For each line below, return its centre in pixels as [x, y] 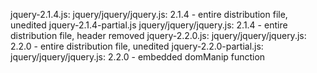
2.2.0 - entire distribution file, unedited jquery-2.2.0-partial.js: [137, 46]
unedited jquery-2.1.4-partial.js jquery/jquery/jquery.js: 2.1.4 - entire [149, 25]
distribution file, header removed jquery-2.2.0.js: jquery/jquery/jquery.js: [158, 35]
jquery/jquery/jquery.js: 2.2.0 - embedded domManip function [138, 57]
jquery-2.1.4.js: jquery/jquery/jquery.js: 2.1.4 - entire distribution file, [149, 14]
